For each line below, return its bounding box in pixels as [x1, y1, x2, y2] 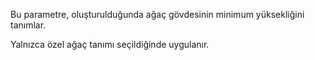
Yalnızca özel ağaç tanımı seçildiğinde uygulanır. [10, 39, 210, 50]
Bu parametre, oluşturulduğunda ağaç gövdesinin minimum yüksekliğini [10, 9, 305, 20]
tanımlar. [10, 19, 47, 31]
